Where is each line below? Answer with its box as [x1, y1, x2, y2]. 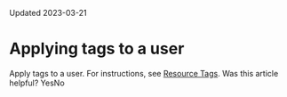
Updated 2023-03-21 [9, 8, 87, 18]
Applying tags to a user [9, 39, 185, 59]
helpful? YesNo [9, 77, 65, 88]
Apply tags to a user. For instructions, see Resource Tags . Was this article [9, 68, 279, 78]
